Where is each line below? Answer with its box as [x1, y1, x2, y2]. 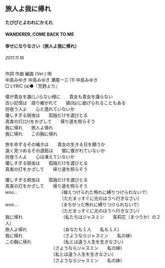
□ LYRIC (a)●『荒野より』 [5, 83, 60, 89]
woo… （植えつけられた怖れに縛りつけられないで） [5, 189, 151, 195]
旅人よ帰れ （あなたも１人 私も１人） [5, 226, 122, 232]
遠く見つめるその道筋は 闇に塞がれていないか [5, 148, 105, 154]
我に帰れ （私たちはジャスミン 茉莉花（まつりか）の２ [5, 214, 161, 220]
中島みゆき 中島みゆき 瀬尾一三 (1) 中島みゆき [5, 77, 98, 83]
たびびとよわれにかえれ [5, 19, 53, 25]
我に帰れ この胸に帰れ [5, 131, 58, 137]
